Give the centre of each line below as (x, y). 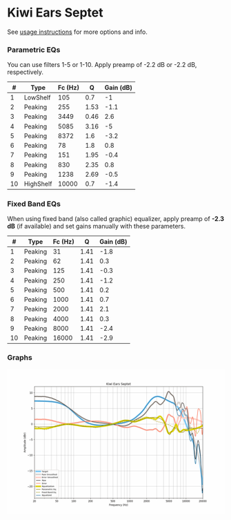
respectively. (25, 72)
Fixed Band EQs (34, 204)
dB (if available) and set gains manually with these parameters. (97, 227)
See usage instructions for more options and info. (78, 32)
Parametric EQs (34, 50)
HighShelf (38, 184)
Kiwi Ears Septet (55, 13)
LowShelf (37, 97)
